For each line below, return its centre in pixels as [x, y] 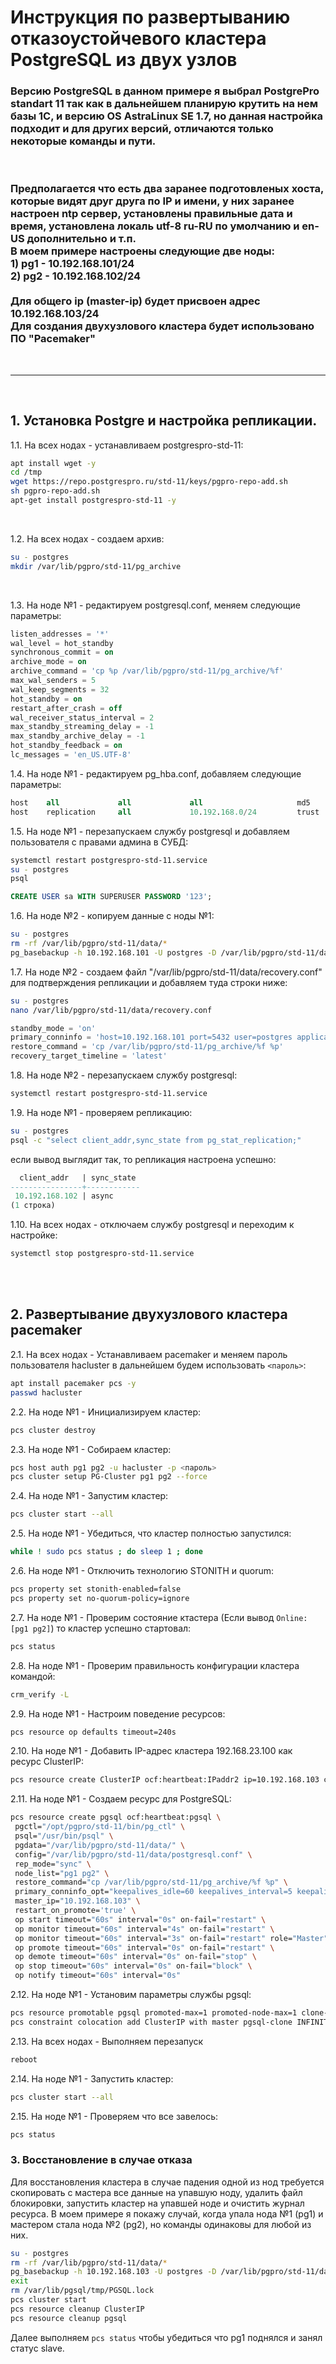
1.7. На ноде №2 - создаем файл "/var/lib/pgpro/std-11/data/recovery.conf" [166, 972]
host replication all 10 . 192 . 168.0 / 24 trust [165, 812]
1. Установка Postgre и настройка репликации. [164, 421]
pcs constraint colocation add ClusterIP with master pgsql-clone [151, 2022]
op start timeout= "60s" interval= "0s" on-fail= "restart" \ [140, 1919]
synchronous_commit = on [62, 652]
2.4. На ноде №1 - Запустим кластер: [89, 1496]
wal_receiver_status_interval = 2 [82, 717]
